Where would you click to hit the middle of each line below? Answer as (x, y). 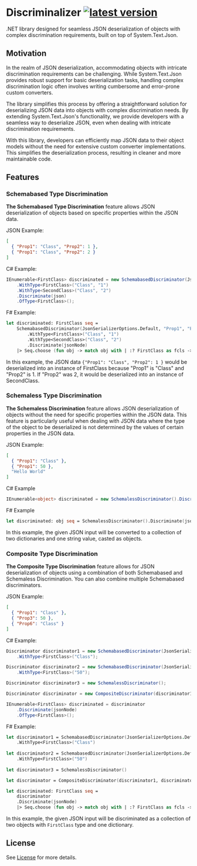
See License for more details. (42, 857)
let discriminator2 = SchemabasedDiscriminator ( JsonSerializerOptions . (95, 753)
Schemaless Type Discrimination (54, 396)
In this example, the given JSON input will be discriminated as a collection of (98, 819)
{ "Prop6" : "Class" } (38, 624)
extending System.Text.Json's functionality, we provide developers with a (95, 116)
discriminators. (24, 585)
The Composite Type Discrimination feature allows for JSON (80, 566)
